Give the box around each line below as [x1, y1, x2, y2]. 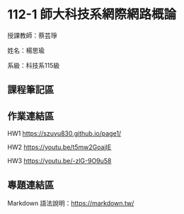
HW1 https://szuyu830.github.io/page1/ [7, 129, 122, 138]
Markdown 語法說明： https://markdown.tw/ [7, 198, 134, 207]
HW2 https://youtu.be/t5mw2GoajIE [7, 143, 112, 152]
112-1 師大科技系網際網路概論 [7, 6, 177, 23]
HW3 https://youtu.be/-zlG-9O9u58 [7, 157, 112, 165]
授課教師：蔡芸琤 [7, 31, 57, 40]
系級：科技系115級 [7, 61, 60, 69]
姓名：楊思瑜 [7, 46, 45, 54]
